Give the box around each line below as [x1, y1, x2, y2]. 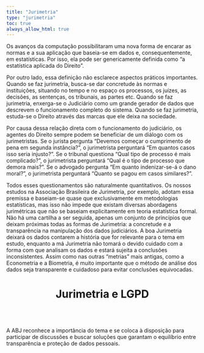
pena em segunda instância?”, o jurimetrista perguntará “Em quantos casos [6, 144, 195, 151]
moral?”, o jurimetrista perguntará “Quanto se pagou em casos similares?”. [6, 170, 193, 177]
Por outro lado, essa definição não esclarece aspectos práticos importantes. [6, 74, 198, 81]
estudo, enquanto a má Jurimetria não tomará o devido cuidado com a [6, 240, 183, 248]
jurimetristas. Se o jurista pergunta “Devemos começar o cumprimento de [6, 138, 191, 145]
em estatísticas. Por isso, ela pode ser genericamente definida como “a [6, 55, 186, 63]
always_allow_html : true [6, 26, 69, 32]
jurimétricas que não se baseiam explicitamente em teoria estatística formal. [6, 208, 198, 215]
